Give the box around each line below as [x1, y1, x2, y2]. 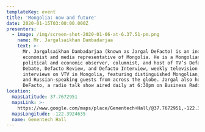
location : [6, 88, 32, 94]
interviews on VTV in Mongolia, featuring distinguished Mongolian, [22, 71, 201, 77]
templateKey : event [6, 9, 56, 15]
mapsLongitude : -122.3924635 [12, 111, 86, 117]
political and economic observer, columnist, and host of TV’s [22, 60, 187, 66]
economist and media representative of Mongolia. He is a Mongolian [22, 54, 201, 60]
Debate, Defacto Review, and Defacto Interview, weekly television [22, 65, 198, 72]
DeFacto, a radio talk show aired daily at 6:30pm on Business [22, 83, 187, 89]
